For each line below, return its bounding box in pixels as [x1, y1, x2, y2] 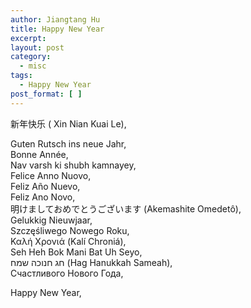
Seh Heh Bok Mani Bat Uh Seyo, [10, 246, 143, 258]
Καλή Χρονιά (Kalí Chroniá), [10, 235, 127, 247]
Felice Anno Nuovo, [10, 169, 92, 181]
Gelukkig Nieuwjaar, [10, 214, 93, 226]
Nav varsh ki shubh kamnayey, [10, 159, 137, 171]
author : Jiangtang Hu [10, 14, 101, 25]
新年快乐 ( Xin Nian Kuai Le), [10, 117, 127, 130]
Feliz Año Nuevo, [10, 180, 81, 192]
